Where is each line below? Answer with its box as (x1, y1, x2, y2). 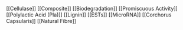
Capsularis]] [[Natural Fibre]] (6, 18, 77, 24)
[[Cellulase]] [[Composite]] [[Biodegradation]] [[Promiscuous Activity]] (6, 5, 178, 12)
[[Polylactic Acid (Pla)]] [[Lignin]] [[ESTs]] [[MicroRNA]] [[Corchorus (6, 11, 172, 18)
